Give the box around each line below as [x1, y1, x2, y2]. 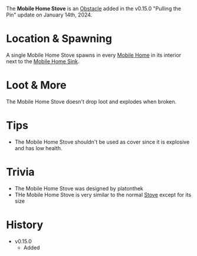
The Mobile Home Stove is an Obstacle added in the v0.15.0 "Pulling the [6, 5, 182, 12]
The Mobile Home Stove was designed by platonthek [14, 184, 143, 192]
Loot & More [6, 79, 67, 92]
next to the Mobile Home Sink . [6, 57, 80, 64]
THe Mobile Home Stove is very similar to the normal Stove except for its [14, 191, 192, 198]
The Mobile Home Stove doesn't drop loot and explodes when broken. [6, 98, 177, 105]
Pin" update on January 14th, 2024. [6, 11, 93, 18]
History [6, 218, 44, 231]
